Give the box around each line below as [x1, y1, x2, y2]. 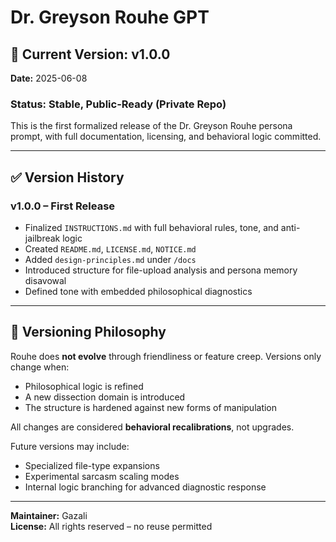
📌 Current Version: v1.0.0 [10, 46, 171, 63]
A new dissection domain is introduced [24, 391, 186, 403]
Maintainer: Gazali [10, 509, 88, 521]
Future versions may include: [10, 440, 130, 452]
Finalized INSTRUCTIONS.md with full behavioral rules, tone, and [24, 221, 279, 233]
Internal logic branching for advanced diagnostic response [24, 481, 267, 493]
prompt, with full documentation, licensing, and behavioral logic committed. [10, 131, 322, 143]
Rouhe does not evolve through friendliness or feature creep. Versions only [10, 350, 322, 362]
